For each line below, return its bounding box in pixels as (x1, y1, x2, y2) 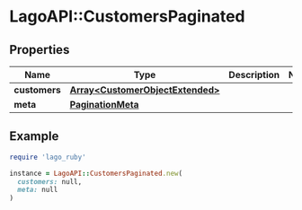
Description (228, 69, 280, 81)
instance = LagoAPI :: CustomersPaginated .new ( (9, 169, 182, 178)
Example (9, 128, 59, 144)
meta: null (17, 186, 58, 195)
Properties (9, 42, 70, 57)
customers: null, (17, 177, 83, 186)
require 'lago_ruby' (9, 153, 87, 162)
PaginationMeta (69, 99, 139, 110)
